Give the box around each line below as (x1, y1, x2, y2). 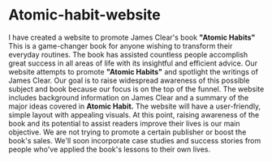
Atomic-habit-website (8, 6, 161, 24)
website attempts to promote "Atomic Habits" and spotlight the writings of (8, 66, 258, 76)
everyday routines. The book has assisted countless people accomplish (8, 49, 248, 59)
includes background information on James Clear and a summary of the (8, 92, 249, 102)
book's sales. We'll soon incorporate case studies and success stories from (8, 135, 261, 145)
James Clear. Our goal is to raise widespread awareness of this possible (8, 75, 250, 85)
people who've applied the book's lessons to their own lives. (8, 144, 211, 154)
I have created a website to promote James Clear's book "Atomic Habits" (8, 32, 256, 42)
